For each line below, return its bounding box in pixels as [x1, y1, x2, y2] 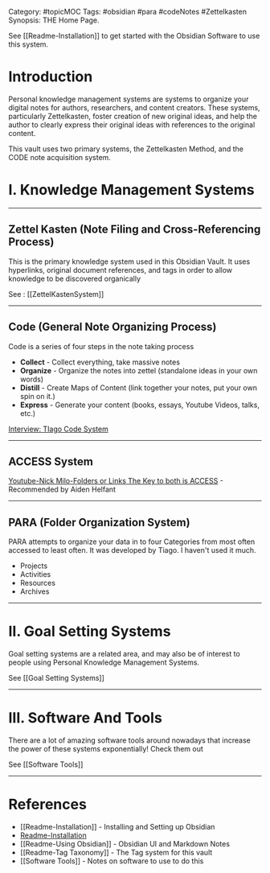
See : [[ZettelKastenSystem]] [8, 289, 104, 299]
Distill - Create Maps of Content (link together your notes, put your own [19, 382, 257, 393]
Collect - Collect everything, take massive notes [19, 357, 181, 367]
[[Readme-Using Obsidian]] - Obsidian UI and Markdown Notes [19, 838, 231, 848]
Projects [19, 561, 48, 570]
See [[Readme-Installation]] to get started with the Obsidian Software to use [8, 31, 260, 40]
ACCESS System [8, 455, 94, 468]
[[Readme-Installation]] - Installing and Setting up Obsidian [19, 822, 215, 831]
